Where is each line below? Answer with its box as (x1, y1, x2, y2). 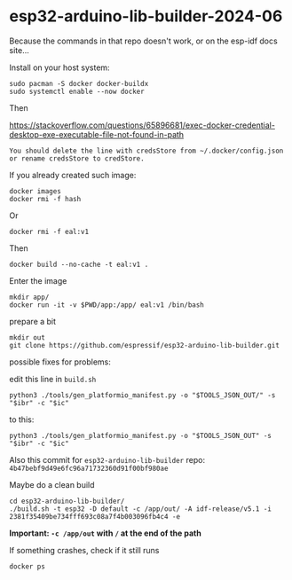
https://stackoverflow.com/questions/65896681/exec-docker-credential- (9, 120, 275, 130)
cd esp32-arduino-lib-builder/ (9, 497, 125, 506)
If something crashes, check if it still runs (9, 545, 160, 555)
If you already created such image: (9, 169, 137, 180)
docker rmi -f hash (9, 194, 82, 203)
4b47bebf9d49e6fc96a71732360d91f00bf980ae (9, 464, 169, 473)
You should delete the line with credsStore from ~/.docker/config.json (9, 146, 284, 155)
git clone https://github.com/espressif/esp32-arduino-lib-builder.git (9, 341, 280, 349)
